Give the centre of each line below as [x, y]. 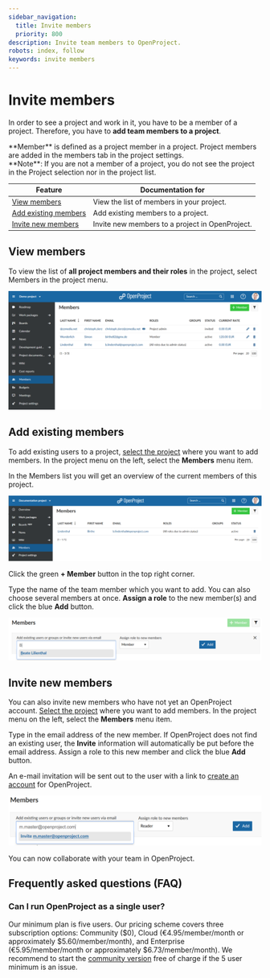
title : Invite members [53, 25]
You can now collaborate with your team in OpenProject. [102, 858]
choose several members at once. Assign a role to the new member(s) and [133, 598]
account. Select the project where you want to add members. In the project [133, 711]
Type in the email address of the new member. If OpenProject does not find [133, 735]
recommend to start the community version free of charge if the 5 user [125, 958]
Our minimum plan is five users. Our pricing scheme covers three [116, 924]
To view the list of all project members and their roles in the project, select [133, 271]
